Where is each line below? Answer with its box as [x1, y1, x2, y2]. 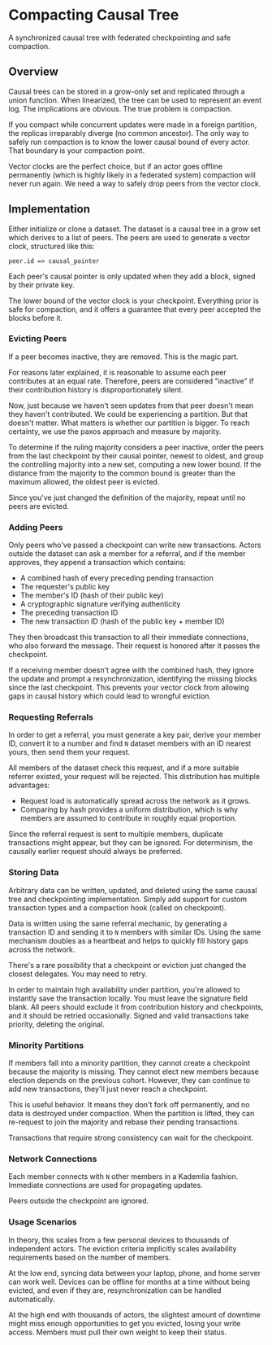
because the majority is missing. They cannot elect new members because [8, 1067, 260, 1076]
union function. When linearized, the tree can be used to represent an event [8, 95, 262, 105]
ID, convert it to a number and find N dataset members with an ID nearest [8, 738, 252, 748]
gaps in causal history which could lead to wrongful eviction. [8, 691, 212, 701]
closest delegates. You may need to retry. [8, 969, 148, 979]
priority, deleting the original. [8, 1019, 106, 1029]
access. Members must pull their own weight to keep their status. [8, 1327, 227, 1337]
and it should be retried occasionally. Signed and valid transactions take [8, 1010, 249, 1020]
